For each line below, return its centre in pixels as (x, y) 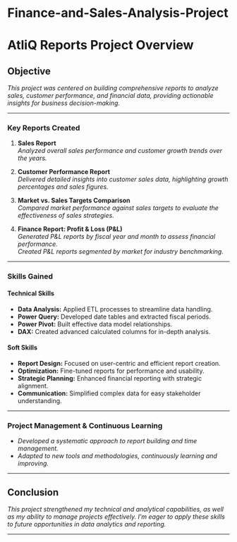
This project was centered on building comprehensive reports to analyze (113, 88)
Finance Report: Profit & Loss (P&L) (70, 229)
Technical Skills (31, 293)
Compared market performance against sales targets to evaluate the (118, 208)
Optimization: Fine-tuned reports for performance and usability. (111, 371)
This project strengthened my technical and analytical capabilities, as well (116, 509)
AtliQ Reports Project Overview (101, 45)
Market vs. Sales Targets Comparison (74, 201)
